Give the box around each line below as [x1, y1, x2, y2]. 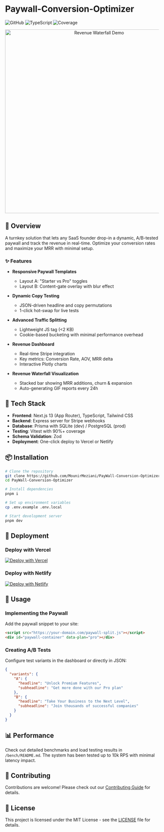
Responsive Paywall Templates [12, 269, 77, 275]
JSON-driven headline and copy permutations [19, 302, 112, 308]
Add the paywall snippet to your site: [5, 621, 79, 627]
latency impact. [5, 757, 36, 763]
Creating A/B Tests [5, 646, 51, 653]
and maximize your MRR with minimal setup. [5, 245, 94, 251]
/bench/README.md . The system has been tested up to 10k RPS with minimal [5, 752, 155, 758]
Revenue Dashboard [12, 342, 55, 347]
